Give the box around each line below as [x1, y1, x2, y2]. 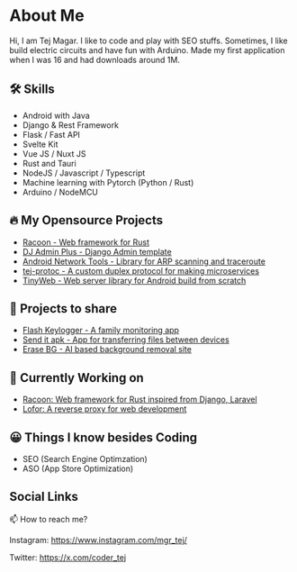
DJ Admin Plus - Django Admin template [22, 246, 173, 257]
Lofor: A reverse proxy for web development [22, 404, 187, 414]
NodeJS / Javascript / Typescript [22, 168, 146, 178]
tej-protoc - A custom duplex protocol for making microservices [22, 265, 259, 276]
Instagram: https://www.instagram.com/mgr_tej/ [9, 534, 187, 545]
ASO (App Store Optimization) [22, 463, 134, 474]
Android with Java [22, 110, 90, 121]
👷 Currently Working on [9, 370, 144, 386]
